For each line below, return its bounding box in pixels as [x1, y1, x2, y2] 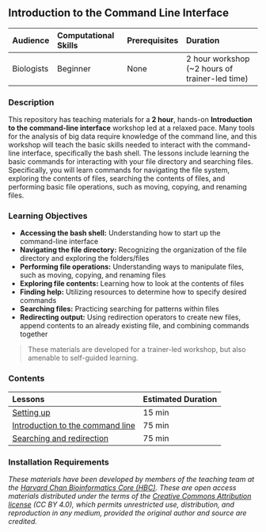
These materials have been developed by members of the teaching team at [8, 475, 255, 484]
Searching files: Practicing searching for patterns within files [19, 304, 219, 314]
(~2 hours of [185, 63, 234, 74]
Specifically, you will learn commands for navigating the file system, [8, 166, 230, 175]
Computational [56, 29, 115, 40]
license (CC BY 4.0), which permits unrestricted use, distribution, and [8, 499, 235, 509]
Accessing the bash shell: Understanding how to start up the [19, 228, 221, 238]
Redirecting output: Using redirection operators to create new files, [19, 312, 241, 322]
